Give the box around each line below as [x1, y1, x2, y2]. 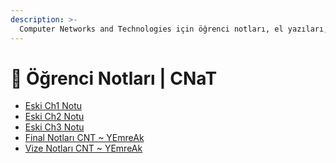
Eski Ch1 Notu [24, 100, 82, 112]
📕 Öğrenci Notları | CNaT [10, 67, 218, 90]
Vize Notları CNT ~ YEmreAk [24, 142, 143, 155]
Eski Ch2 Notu [24, 111, 85, 123]
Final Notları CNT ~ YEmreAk [24, 132, 145, 144]
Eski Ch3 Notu [24, 121, 85, 133]
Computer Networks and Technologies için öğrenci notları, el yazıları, [19, 24, 329, 34]
